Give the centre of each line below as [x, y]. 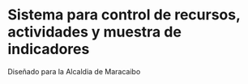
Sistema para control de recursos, [124, 15]
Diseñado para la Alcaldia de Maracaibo [74, 71]
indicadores [49, 49]
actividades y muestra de [94, 32]
